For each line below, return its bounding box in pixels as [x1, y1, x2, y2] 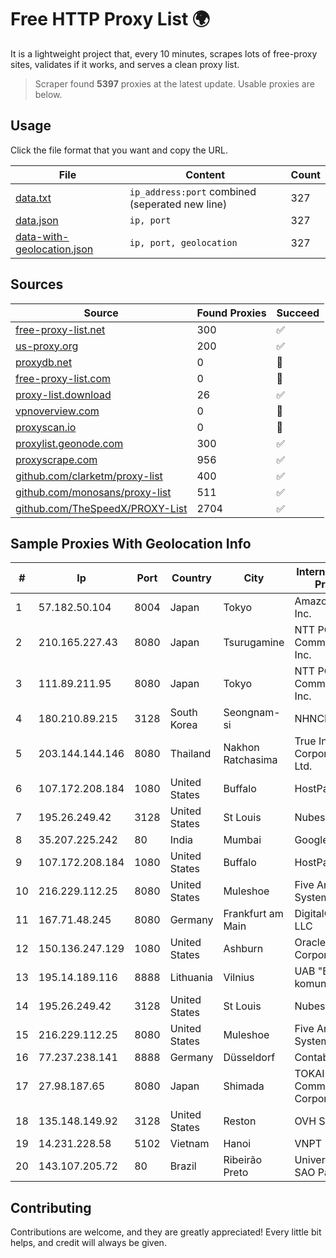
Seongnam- [223, 706, 281, 720]
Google [294, 833, 329, 847]
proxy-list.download [15, 387, 112, 401]
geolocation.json [15, 242, 94, 256]
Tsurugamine [223, 636, 285, 650]
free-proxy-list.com [15, 371, 112, 385]
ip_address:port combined [129, 184, 257, 198]
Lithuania [169, 971, 214, 985]
